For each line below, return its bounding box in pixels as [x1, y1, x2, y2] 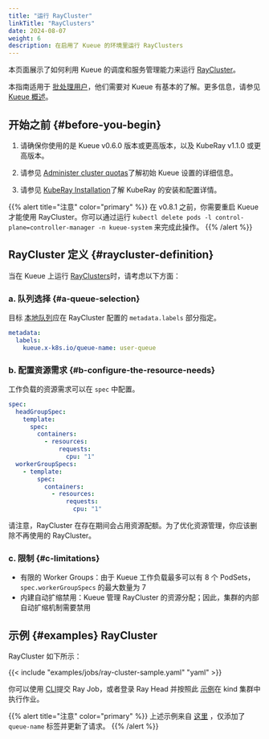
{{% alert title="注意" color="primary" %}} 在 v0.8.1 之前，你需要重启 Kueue [8, 202, 259, 212]
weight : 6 [8, 34, 42, 43]
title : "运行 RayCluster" [8, 11, 92, 20]
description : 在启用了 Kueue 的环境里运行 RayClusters [8, 42, 184, 50]
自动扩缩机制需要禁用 [19, 603, 91, 613]
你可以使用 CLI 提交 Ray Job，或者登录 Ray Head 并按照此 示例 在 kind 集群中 [8, 684, 261, 694]
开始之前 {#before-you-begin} [8, 118, 162, 131]
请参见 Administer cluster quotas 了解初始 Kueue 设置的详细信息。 [19, 167, 238, 177]
